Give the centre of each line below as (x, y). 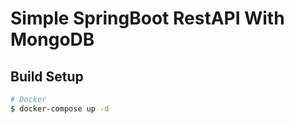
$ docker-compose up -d (60, 108)
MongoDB (52, 39)
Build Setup (47, 76)
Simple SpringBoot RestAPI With (147, 18)
